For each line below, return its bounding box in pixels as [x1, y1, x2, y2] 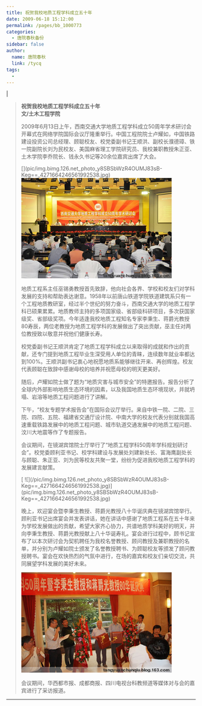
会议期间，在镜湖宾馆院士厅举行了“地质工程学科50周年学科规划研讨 [20, 442, 188, 449]
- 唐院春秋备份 [11, 35, 44, 41]
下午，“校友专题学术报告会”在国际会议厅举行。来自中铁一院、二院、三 [20, 406, 195, 413]
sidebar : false [6, 41, 44, 47]
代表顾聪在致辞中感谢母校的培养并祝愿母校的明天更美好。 [20, 365, 164, 373]
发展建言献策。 [20, 464, 58, 471]
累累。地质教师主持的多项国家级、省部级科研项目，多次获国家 [41, 308, 195, 315]
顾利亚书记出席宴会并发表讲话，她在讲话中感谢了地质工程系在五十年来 [20, 515, 195, 522]
